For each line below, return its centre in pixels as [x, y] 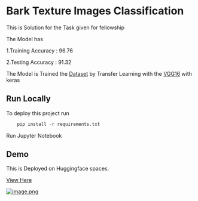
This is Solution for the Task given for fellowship [65, 27]
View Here [19, 180]
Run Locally [28, 99]
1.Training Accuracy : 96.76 [40, 50]
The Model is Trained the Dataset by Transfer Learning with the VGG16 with [99, 73]
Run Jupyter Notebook [34, 135]
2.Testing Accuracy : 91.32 [39, 62]
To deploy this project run [38, 113]
